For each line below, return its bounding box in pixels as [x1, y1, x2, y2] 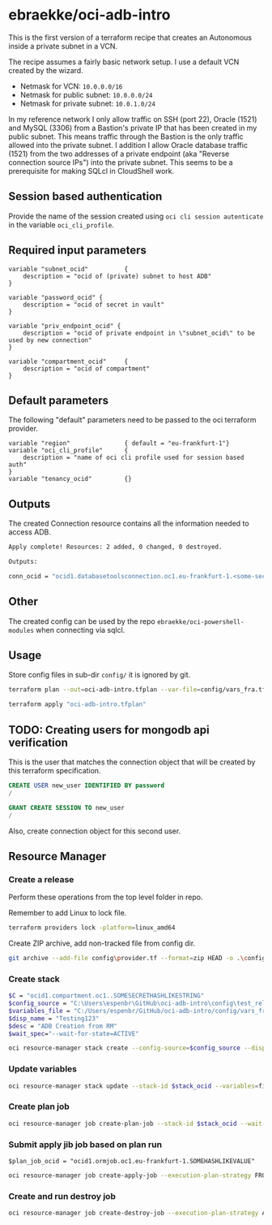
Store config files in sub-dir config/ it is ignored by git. [8, 670, 191, 680]
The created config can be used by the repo [8, 616, 155, 626]
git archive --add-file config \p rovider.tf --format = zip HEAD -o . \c [8, 954, 249, 963]
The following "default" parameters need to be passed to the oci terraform [8, 415, 257, 425]
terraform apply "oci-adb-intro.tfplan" [8, 700, 147, 708]
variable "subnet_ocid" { [8, 265, 129, 273]
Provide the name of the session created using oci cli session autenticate [8, 211, 264, 221]
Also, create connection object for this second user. [8, 826, 181, 836]
